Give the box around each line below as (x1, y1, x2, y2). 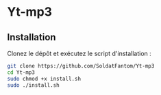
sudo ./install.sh (7, 81, 60, 89)
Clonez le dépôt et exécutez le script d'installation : (7, 49, 152, 57)
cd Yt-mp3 (7, 69, 36, 76)
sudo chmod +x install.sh (7, 75, 81, 82)
